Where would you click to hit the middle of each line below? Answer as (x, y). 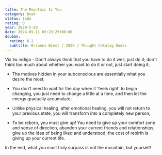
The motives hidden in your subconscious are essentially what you (79, 74)
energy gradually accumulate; (42, 99)
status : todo (18, 18)
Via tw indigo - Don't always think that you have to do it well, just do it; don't (81, 59)
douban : (13, 37)
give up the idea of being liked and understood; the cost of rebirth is (80, 133)
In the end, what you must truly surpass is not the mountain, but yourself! (78, 147)
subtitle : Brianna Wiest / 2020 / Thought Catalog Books (68, 46)
